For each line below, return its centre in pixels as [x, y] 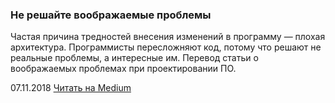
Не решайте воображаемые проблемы [111, 15]
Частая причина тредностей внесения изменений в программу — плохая [168, 37]
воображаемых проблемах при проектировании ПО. [123, 69]
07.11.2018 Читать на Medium [71, 88]
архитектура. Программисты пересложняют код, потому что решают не [166, 47]
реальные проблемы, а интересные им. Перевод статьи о [134, 58]
